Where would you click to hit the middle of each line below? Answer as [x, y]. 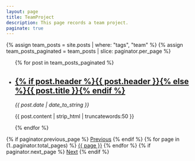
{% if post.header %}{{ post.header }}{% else [102, 81]
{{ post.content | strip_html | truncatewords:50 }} [74, 117]
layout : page [22, 12]
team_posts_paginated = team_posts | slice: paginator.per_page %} [89, 51]
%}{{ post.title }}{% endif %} [70, 90]
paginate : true [25, 28]
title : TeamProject [30, 17]
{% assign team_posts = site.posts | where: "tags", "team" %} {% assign [95, 45]
